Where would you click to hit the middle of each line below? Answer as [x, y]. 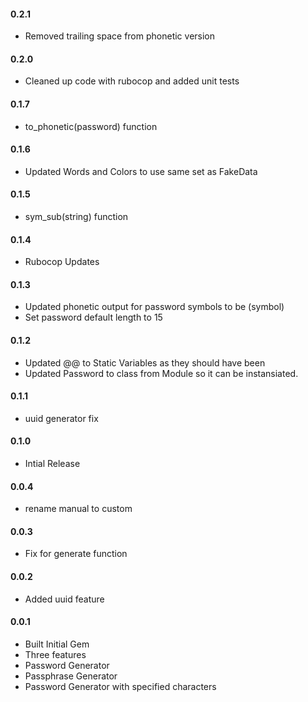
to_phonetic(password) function [91, 126]
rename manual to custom [78, 509]
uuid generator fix [61, 418]
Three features [55, 654]
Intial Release [52, 464]
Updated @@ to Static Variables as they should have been [145, 362]
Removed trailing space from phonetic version [120, 36]
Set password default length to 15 [93, 317]
